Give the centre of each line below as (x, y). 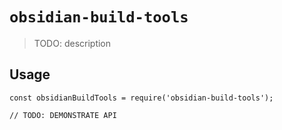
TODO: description (72, 43)
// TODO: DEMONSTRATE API (63, 115)
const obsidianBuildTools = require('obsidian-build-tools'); (141, 98)
